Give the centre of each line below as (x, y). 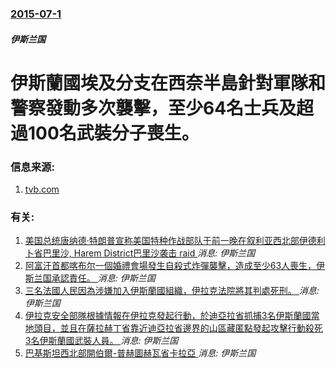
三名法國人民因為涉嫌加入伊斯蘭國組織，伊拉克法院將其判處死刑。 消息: (172, 291)
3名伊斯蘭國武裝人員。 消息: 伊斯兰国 (101, 341)
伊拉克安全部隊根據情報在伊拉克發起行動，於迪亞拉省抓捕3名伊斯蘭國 (168, 316)
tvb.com (42, 189)
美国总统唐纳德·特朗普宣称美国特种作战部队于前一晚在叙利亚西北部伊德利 (175, 241)
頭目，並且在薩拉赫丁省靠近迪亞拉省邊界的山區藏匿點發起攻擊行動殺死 (178, 328)
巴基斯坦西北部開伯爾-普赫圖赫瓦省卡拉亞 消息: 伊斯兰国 (140, 353)
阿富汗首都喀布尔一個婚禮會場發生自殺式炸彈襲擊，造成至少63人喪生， (170, 266)
